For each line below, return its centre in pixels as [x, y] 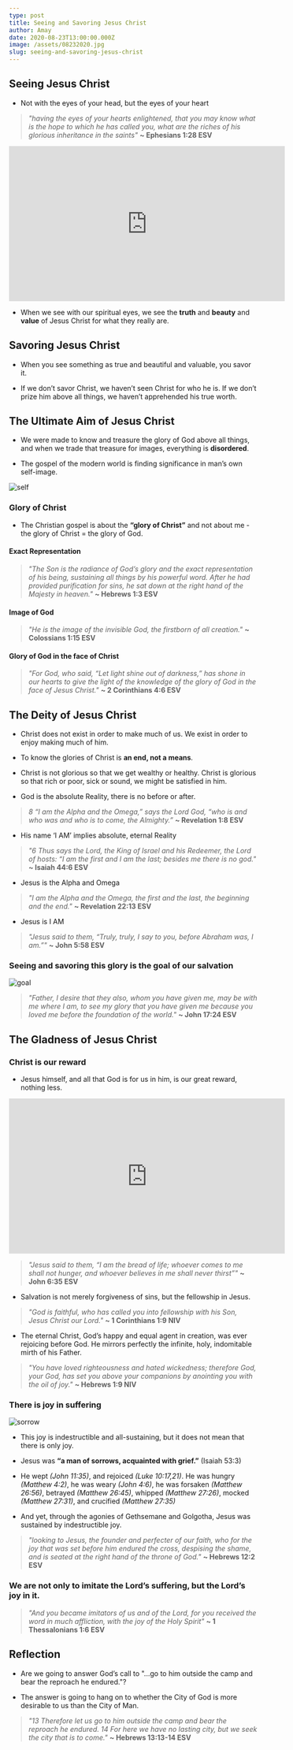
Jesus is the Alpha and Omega [70, 882]
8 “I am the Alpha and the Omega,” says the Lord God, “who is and [137, 812]
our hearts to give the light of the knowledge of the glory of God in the [142, 682]
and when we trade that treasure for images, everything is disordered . [135, 448]
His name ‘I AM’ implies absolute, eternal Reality [98, 835]
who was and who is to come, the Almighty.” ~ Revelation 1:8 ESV [136, 820]
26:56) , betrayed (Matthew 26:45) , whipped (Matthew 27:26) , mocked [135, 1493]
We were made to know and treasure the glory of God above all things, [135, 440]
